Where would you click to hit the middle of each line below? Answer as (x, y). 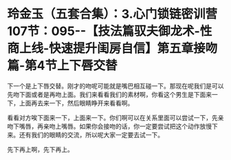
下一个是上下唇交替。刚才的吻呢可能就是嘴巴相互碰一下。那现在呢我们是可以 (115, 86)
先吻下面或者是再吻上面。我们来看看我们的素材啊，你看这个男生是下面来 (109, 94)
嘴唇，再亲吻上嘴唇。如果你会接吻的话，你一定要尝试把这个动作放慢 (115, 126)
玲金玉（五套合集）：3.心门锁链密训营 (112, 14)
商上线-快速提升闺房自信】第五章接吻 (112, 48)
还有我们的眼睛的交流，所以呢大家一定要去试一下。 (91, 135)
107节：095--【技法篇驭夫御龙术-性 (110, 31)
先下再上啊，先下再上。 (40, 149)
